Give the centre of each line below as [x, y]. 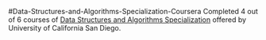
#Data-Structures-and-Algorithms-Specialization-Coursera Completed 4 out [133, 11]
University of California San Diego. [65, 28]
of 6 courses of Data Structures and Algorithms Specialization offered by [127, 20]
